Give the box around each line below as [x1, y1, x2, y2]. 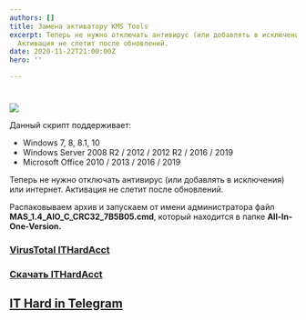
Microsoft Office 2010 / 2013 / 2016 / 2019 [22, 156, 181, 168]
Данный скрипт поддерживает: [9, 120, 132, 131]
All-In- [267, 211, 293, 223]
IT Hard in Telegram [9, 296, 123, 312]
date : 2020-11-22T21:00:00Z [9, 47, 117, 56]
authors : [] [9, 13, 55, 23]
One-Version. [9, 221, 62, 232]
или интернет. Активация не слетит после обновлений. [9, 184, 224, 195]
